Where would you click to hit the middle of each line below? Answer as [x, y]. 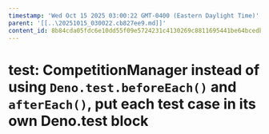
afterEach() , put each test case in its [132, 104]
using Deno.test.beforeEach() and [122, 87]
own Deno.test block [78, 121]
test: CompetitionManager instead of [134, 70]
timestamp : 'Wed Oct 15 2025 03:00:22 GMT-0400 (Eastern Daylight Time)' [134, 16]
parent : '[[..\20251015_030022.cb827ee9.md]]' [87, 23]
